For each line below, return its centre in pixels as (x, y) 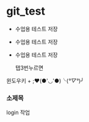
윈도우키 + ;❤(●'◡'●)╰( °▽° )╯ (45, 81)
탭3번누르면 (29, 68)
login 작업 (18, 113)
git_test (26, 11)
